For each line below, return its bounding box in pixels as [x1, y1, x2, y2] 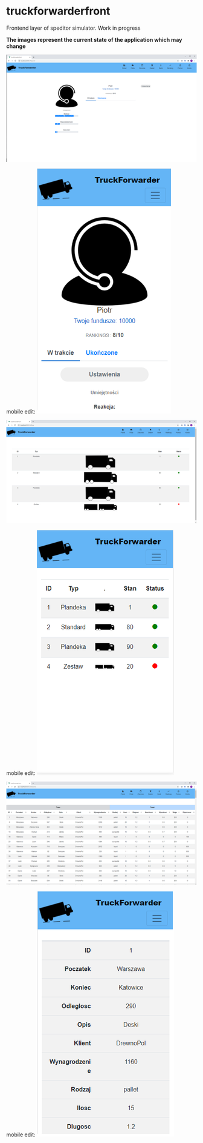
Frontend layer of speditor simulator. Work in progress [6, 24, 141, 32]
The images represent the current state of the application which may [6, 36, 182, 43]
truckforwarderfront [6, 4, 111, 18]
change [6, 42, 26, 50]
